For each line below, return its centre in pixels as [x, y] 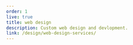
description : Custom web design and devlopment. [67, 28]
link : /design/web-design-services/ [51, 33]
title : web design [29, 22]
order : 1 [17, 11]
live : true [20, 17]
